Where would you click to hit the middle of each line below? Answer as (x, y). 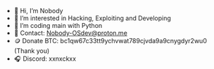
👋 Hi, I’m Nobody (38, 11)
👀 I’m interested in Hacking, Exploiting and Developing (92, 18)
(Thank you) (32, 51)
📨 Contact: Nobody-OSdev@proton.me (71, 33)
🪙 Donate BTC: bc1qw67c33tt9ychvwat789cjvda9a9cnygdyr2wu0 (111, 41)
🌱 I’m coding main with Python (58, 25)
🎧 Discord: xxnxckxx (45, 59)
